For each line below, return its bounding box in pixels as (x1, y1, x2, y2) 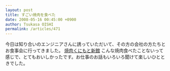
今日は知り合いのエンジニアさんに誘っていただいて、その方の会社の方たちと (5, 41, 166, 48)
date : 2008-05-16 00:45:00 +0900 (5, 17, 77, 22)
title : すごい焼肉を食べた (5, 12, 56, 17)
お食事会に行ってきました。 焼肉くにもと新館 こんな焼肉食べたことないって (5, 48, 164, 54)
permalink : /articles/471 (5, 27, 60, 32)
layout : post (5, 7, 33, 13)
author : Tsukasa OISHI (5, 21, 54, 27)
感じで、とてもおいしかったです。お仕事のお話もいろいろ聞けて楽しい (5, 54, 152, 60)
